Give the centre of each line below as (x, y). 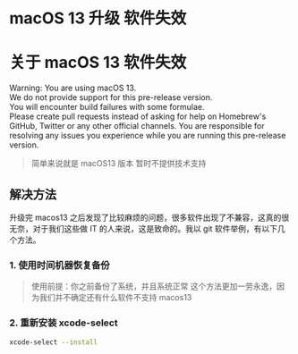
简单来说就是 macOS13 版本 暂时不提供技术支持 (119, 164)
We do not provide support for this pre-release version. (111, 97)
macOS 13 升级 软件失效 (98, 18)
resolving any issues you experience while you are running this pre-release (148, 136)
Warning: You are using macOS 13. (73, 88)
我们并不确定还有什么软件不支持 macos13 (115, 298)
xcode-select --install (54, 342)
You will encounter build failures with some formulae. (107, 107)
